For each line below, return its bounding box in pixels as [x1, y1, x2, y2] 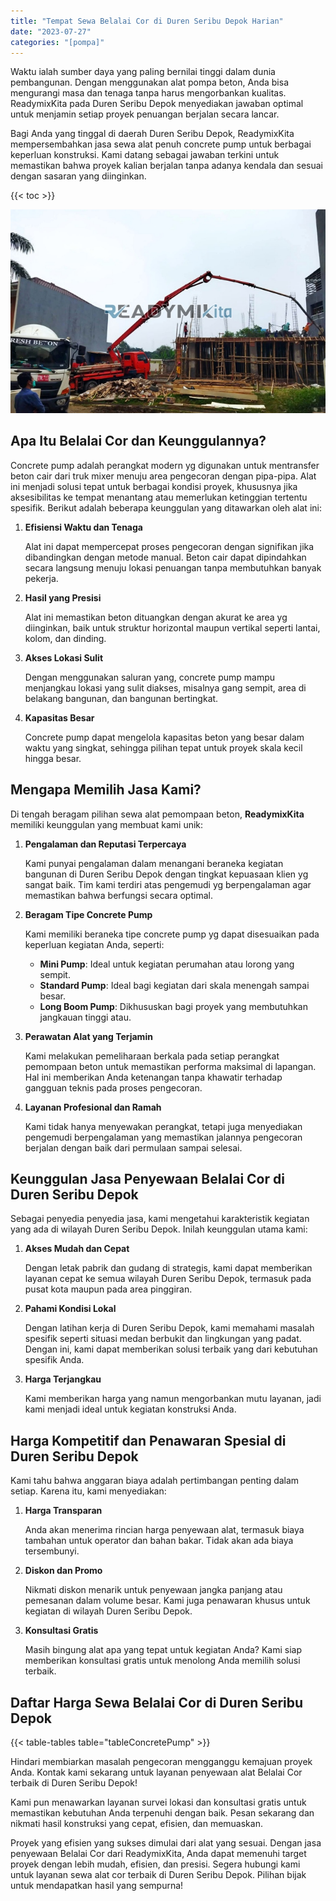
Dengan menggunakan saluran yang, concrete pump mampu [24, 671, 276, 683]
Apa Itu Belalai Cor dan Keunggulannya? [10, 433, 267, 450]
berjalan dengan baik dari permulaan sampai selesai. [24, 1141, 243, 1154]
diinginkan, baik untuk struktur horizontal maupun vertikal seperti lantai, [24, 621, 321, 634]
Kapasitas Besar [24, 711, 95, 724]
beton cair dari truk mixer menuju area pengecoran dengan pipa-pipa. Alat [10, 470, 317, 482]
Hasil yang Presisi [24, 591, 102, 604]
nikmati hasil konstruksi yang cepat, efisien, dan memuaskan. [10, 1818, 263, 1830]
